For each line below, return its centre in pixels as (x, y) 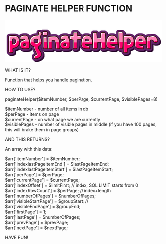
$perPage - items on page (32, 114)
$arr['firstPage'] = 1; (26, 212)
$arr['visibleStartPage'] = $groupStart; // (47, 201)
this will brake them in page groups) (42, 130)
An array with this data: (29, 149)
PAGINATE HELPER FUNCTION (69, 9)
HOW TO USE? (20, 90)
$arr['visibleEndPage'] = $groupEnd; (43, 207)
